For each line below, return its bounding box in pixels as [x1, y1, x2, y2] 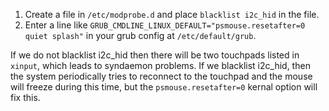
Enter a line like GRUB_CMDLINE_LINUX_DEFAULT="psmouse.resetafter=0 [24, 19, 306, 31]
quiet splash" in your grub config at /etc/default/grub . [24, 30, 257, 41]
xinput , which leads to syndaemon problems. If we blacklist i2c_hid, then [10, 60, 311, 71]
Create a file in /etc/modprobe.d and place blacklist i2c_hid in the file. [24, 9, 320, 20]
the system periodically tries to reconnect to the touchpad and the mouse [10, 70, 313, 82]
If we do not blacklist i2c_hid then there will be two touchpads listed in [10, 49, 300, 61]
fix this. [10, 92, 41, 103]
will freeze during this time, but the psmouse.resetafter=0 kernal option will [10, 81, 318, 93]
